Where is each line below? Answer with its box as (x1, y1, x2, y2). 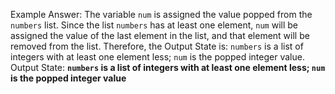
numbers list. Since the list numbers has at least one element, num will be (10, 19, 299, 31)
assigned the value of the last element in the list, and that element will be (10, 30, 310, 41)
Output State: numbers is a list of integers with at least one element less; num (10, 62, 326, 73)
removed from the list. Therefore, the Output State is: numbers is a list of (10, 40, 304, 52)
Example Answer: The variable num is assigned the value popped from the (10, 9, 313, 20)
